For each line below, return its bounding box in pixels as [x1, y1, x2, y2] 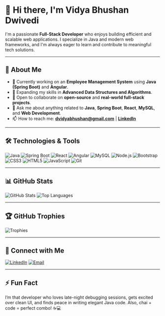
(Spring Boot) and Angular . [12, 84, 69, 90]
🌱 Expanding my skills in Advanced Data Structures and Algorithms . [12, 89, 152, 95]
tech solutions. [5, 47, 35, 53]
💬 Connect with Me [5, 246, 65, 255]
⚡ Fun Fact [5, 279, 38, 287]
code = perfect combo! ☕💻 [5, 305, 61, 311]
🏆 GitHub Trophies [5, 212, 65, 220]
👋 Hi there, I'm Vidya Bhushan [5, 4, 129, 16]
